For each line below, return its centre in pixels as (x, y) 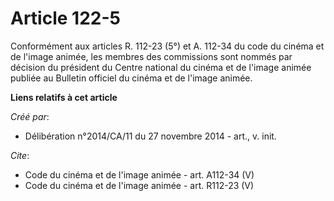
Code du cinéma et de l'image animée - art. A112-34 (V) (139, 174)
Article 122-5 (65, 18)
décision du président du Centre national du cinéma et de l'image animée (161, 67)
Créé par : (30, 116)
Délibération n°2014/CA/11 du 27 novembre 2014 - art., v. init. (150, 136)
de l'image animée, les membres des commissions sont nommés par (151, 56)
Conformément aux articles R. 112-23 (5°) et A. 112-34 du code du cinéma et (167, 46)
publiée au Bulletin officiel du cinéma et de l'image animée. (131, 78)
